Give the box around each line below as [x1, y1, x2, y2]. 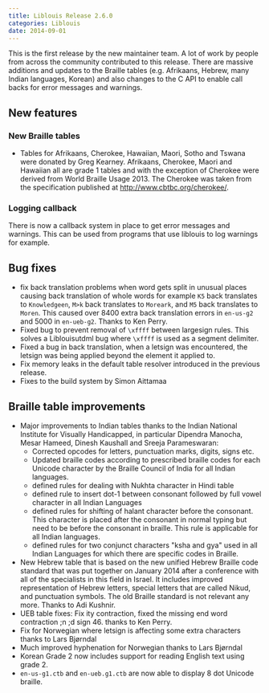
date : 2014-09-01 [8, 26, 67, 35]
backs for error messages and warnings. [8, 83, 143, 92]
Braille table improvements [8, 399, 146, 414]
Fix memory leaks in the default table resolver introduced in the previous [19, 359, 261, 369]
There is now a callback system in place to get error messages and [8, 221, 230, 230]
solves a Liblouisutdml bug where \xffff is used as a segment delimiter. [19, 334, 259, 344]
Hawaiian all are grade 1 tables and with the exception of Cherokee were [19, 165, 259, 175]
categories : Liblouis [8, 19, 81, 27]
